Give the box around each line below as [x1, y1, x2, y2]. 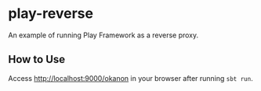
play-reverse [8, 5, 94, 23]
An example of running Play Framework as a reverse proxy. [8, 30, 199, 40]
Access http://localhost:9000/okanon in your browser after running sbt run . [8, 73, 253, 82]
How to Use [8, 53, 66, 66]
